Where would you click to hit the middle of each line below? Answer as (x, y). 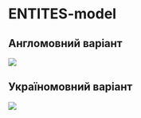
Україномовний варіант (70, 87)
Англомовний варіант (65, 43)
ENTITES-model (63, 14)
